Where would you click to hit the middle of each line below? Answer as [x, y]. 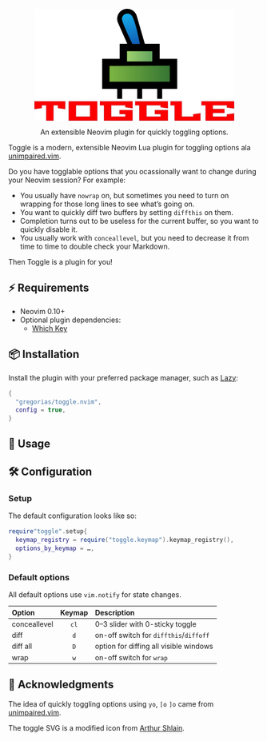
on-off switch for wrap [131, 657]
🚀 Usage [29, 443]
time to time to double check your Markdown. [95, 246]
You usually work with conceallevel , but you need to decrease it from [134, 238]
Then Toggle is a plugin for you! [61, 262]
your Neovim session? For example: [67, 180]
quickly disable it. [49, 229]
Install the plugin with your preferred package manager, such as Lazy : [123, 377]
